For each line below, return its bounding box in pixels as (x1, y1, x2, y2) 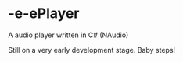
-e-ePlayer (8, 5, 80, 22)
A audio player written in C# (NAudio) (8, 30, 129, 40)
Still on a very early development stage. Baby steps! (8, 45, 176, 54)
